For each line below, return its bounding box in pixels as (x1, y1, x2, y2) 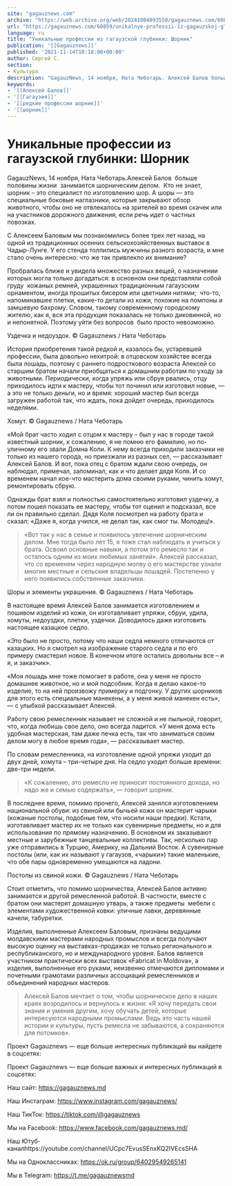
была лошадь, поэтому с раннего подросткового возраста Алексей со (7, 359, 216, 367)
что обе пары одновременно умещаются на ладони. (7, 857, 162, 865)
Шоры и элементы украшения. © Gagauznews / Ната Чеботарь (7, 588, 193, 596)
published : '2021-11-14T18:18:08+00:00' (7, 49, 126, 56)
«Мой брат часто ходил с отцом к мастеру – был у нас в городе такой (7, 430, 214, 439)
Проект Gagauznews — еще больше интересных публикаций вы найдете (7, 1042, 222, 1050)
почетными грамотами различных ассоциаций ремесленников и (7, 971, 200, 979)
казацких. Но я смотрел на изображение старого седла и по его (7, 644, 198, 652)
